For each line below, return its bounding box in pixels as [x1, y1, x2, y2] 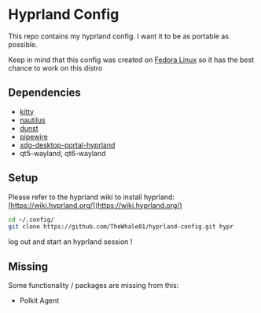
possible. [8, 39, 38, 49]
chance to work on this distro [8, 63, 103, 72]
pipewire [19, 132, 49, 141]
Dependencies [8, 86, 81, 100]
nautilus [19, 115, 46, 125]
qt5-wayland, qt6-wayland [19, 148, 106, 158]
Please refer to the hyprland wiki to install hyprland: [8, 192, 175, 202]
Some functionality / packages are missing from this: [8, 281, 179, 290]
